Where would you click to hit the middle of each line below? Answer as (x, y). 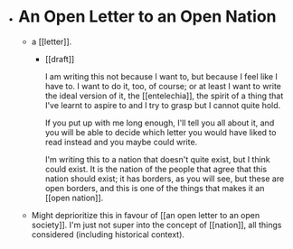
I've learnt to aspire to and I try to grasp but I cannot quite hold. (163, 105)
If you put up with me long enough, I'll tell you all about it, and (160, 123)
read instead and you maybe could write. (121, 142)
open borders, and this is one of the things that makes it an (155, 188)
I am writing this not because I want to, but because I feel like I (161, 76)
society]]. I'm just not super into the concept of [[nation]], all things (156, 225)
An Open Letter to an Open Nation (147, 17)
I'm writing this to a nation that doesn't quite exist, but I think (158, 159)
